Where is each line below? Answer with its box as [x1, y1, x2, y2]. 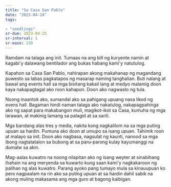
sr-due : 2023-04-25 [5, 31, 47, 36]
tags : [5, 17, 17, 22]
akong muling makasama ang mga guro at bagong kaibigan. [5, 176, 132, 182]
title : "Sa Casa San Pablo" [5, 7, 66, 13]
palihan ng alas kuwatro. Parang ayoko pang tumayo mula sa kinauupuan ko [5, 165, 165, 171]
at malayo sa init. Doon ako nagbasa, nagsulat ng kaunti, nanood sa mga [5, 133, 158, 139]
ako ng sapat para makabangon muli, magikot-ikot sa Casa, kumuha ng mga [5, 107, 166, 113]
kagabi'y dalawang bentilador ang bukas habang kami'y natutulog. [5, 60, 146, 66]
